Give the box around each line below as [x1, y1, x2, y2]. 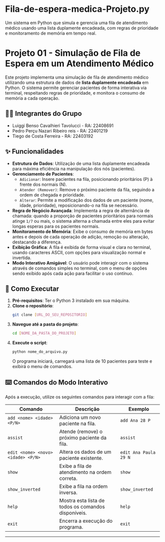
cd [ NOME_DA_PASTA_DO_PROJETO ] [12, 331, 77, 336]
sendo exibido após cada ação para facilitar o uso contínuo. [12, 270, 134, 276]
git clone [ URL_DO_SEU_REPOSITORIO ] [12, 312, 87, 317]
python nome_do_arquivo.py [12, 349, 68, 354]
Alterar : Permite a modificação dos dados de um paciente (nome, [19, 197, 154, 203]
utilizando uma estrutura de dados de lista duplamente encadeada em [5, 79, 149, 85]
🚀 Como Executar [5, 284, 59, 293]
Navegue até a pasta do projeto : [12, 321, 79, 327]
